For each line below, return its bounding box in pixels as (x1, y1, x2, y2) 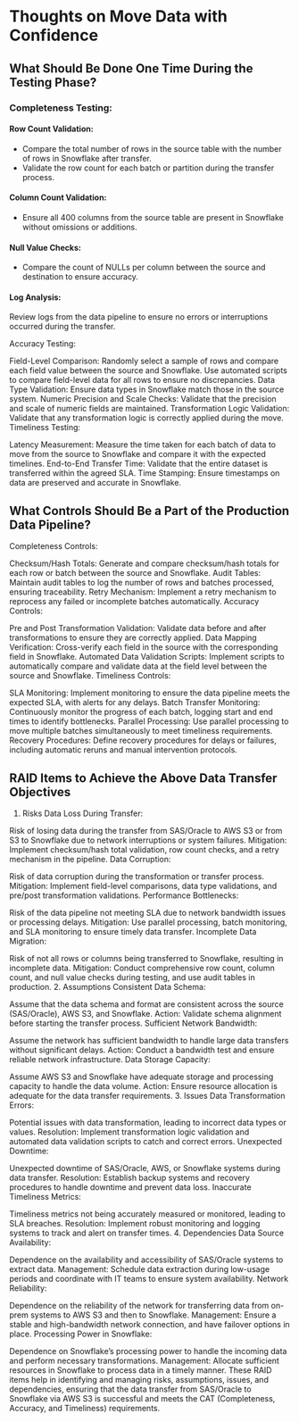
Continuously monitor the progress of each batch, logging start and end (9, 707, 274, 718)
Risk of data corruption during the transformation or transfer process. (9, 870, 265, 881)
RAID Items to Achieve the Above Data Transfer (9, 770, 278, 786)
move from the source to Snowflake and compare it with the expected (9, 449, 266, 460)
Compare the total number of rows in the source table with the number (21, 143, 283, 154)
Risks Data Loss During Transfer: (21, 808, 144, 819)
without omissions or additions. (21, 221, 137, 232)
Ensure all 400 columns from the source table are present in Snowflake (21, 212, 284, 222)
